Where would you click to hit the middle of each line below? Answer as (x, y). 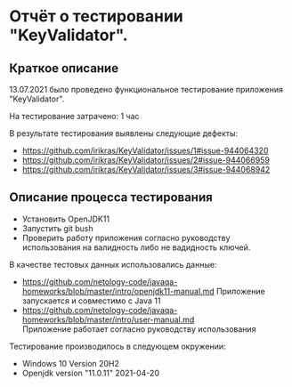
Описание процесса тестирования (111, 198)
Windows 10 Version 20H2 (71, 363)
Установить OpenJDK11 (65, 219)
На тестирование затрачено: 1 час (74, 116)
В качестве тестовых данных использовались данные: (113, 264)
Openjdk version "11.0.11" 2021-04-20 (91, 373)
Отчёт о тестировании (97, 16)
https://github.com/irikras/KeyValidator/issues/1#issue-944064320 (145, 150)
